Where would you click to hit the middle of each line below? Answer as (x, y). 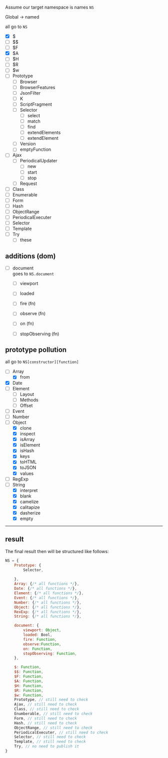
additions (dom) (30, 256)
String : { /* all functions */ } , (48, 616)
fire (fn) (28, 304)
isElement (30, 445)
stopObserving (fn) (39, 334)
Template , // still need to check (50, 742)
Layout (27, 394)
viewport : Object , (42, 630)
